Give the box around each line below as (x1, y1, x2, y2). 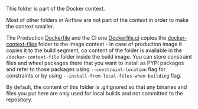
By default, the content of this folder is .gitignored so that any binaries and (6, 84, 187, 91)
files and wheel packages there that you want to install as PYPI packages (6, 59, 184, 66)
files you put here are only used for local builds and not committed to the (6, 90, 183, 97)
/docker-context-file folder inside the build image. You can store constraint (6, 53, 192, 60)
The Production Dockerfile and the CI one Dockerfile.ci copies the (6, 34, 167, 41)
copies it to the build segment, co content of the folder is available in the (6, 47, 182, 54)
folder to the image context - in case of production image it (38, 41, 182, 47)
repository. (6, 96, 33, 103)
